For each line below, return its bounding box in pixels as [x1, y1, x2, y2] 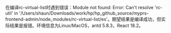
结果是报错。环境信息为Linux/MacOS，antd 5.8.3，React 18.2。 [9, 22, 144, 28]
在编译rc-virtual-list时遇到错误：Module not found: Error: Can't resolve [5, 5, 154, 10]
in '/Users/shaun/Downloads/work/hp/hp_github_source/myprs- [14, 10, 149, 16]
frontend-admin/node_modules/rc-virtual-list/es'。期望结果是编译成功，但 [5, 16, 162, 22]
